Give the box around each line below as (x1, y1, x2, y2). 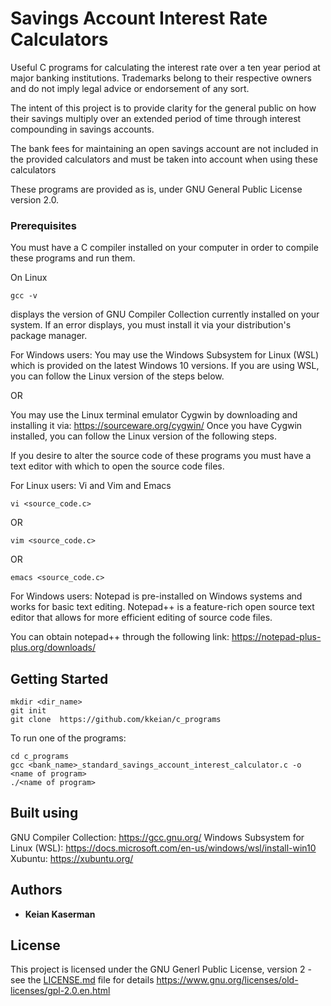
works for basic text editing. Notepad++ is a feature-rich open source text (10, 601, 315, 613)
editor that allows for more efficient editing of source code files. (10, 612, 273, 624)
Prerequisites (10, 218, 77, 232)
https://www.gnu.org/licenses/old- (156, 974, 299, 986)
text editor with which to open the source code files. (10, 460, 225, 472)
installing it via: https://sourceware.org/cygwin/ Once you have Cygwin (10, 420, 303, 432)
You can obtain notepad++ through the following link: (10, 631, 230, 643)
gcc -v (10, 291, 38, 301)
